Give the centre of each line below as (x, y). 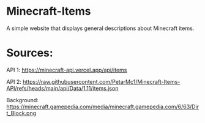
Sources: (30, 53)
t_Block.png (21, 113)
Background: (22, 100)
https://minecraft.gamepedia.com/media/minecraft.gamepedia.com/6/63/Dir (103, 106)
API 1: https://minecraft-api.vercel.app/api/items (67, 70)
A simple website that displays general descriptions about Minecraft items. (100, 28)
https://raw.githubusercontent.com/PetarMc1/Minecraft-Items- (101, 81)
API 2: (14, 81)
